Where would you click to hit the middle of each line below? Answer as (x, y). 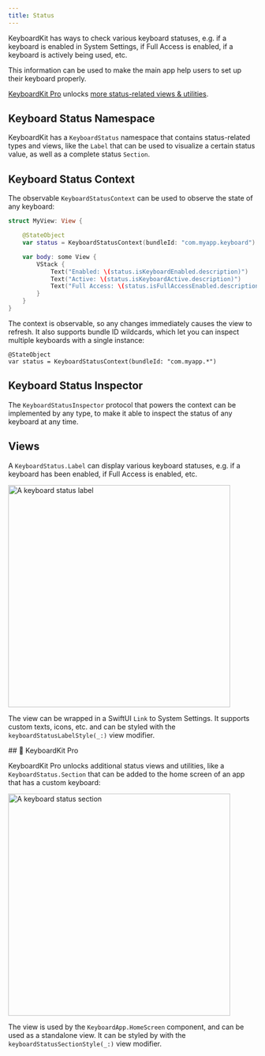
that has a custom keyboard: (54, 782)
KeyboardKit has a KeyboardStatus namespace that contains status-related (129, 137)
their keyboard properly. (47, 78)
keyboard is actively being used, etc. (68, 54)
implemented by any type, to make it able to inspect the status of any (120, 413)
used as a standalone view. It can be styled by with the (97, 1035)
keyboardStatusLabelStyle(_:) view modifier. (82, 735)
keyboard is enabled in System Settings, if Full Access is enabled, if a (121, 46)
